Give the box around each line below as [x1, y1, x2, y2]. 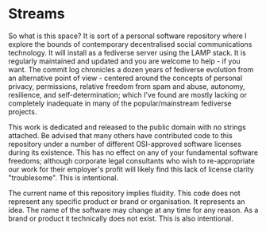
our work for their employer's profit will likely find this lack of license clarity [8, 164, 254, 174]
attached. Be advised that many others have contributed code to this [8, 130, 233, 140]
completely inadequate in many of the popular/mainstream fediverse [8, 98, 232, 108]
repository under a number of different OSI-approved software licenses [8, 139, 242, 148]
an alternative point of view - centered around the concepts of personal [8, 73, 243, 83]
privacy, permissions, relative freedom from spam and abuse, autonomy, [8, 81, 245, 91]
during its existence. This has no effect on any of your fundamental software [8, 148, 259, 157]
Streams [8, 5, 65, 23]
